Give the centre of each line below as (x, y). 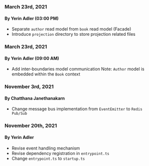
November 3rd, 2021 (29, 87)
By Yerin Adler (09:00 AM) (32, 58)
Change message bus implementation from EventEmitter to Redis (77, 109)
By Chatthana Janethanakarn (35, 98)
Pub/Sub (19, 114)
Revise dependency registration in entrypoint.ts (60, 153)
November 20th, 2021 (31, 126)
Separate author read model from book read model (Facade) (71, 29)
